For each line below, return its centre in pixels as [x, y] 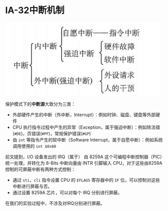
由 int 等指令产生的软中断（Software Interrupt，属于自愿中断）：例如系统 [88, 140]
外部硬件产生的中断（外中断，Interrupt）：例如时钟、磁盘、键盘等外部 [84, 115]
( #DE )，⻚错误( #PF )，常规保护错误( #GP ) [52, 133]
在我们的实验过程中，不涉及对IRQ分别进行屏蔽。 [55, 203]
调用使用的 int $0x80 [34, 146]
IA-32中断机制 [35, 10]
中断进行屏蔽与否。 [32, 186]
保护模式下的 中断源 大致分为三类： [40, 104]
